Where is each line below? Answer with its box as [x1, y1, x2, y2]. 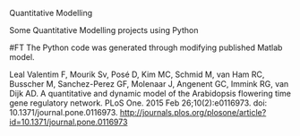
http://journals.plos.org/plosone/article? [119, 107, 267, 117]
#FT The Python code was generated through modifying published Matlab [9, 42, 283, 53]
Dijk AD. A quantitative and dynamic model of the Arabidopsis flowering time [9, 89, 291, 98]
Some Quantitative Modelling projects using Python [9, 25, 199, 35]
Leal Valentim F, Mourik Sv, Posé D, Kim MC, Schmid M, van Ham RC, [9, 69, 265, 80]
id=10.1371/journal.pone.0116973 [9, 116, 128, 127]
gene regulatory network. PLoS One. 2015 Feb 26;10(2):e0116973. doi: [9, 98, 268, 108]
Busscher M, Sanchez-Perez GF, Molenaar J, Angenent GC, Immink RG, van [9, 79, 289, 89]
